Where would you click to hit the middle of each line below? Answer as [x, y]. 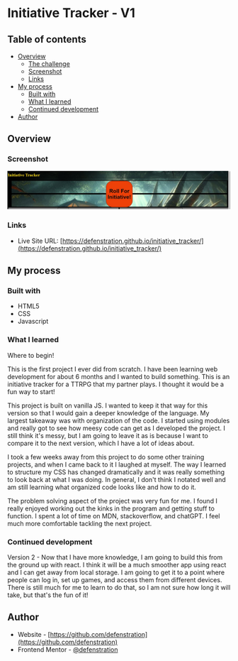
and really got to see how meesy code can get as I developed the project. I [116, 428]
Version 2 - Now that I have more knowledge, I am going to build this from [115, 557]
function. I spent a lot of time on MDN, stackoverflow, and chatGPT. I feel [114, 515]
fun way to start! [31, 391]
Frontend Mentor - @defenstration [68, 649]
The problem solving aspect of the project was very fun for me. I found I [112, 501]
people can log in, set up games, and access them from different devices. [115, 579]
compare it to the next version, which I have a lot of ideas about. [101, 443]
